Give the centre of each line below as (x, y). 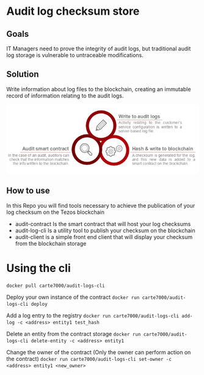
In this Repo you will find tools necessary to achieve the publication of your (101, 205)
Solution (23, 74)
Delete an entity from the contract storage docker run (74, 334)
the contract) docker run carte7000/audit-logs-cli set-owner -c (89, 358)
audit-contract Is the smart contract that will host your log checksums (103, 224)
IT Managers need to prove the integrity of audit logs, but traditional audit (99, 48)
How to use (28, 191)
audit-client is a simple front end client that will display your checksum (104, 237)
